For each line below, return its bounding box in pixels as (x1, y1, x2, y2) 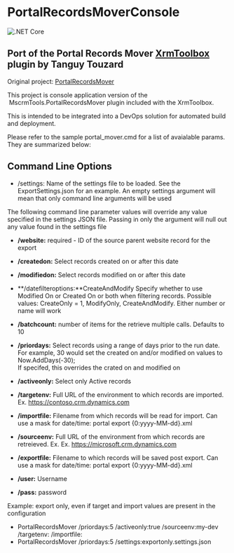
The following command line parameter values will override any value (7, 207, 208, 216)
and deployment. (7, 119, 56, 127)
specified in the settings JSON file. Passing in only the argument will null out (7, 215, 228, 223)
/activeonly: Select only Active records (17, 377, 132, 385)
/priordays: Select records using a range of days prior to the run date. (17, 341, 221, 349)
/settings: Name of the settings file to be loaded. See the (17, 179, 181, 188)
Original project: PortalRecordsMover (7, 77, 114, 85)
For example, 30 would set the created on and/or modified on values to (17, 348, 223, 357)
